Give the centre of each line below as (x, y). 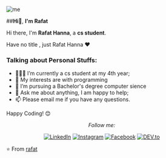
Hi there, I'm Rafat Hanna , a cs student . (56, 33)
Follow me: (102, 125)
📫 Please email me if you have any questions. (72, 99)
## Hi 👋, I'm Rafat (27, 21)
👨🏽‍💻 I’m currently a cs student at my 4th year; (72, 73)
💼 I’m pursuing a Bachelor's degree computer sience (81, 86)
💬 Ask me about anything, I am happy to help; (72, 93)
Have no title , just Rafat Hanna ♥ (48, 44)
